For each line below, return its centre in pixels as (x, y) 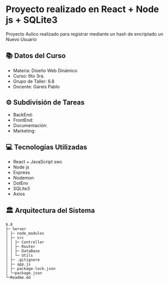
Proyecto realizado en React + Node (82, 9)
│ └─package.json (24, 273)
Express (21, 173)
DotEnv (21, 183)
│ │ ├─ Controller (25, 242)
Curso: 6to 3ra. (29, 76)
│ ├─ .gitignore (23, 260)
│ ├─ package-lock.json (31, 269)
